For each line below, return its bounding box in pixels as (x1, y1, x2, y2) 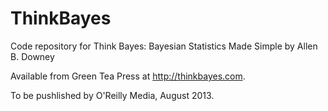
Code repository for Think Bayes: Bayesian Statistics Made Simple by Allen (10, 40, 318, 52)
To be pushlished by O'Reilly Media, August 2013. (10, 89, 215, 101)
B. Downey (10, 50, 55, 62)
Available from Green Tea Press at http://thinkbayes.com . (10, 70, 246, 82)
